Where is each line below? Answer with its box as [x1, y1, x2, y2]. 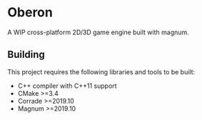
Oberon [7, 4, 54, 21]
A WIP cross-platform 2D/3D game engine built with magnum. [7, 28, 189, 36]
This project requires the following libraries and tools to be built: [7, 67, 196, 76]
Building [7, 49, 45, 61]
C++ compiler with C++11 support [17, 81, 117, 90]
